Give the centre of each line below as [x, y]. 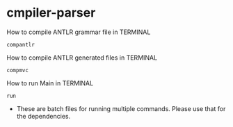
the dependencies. [43, 116]
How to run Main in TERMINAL [50, 83]
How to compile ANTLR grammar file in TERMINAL [79, 32]
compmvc [18, 70]
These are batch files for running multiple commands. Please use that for [121, 108]
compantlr [21, 44]
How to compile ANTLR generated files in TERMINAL [82, 58]
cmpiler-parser [51, 13]
